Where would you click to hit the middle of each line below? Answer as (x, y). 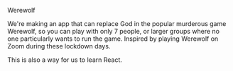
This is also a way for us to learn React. (65, 60)
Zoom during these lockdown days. (59, 46)
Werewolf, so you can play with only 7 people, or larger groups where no (114, 31)
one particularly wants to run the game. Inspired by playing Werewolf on (113, 39)
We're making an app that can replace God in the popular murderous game (117, 24)
